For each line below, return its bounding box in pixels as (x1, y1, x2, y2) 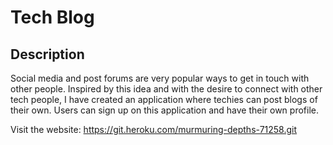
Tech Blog (10, 6, 95, 29)
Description (10, 46, 85, 63)
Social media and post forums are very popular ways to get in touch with (10, 72, 310, 84)
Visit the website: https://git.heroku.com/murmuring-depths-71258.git (10, 124, 298, 135)
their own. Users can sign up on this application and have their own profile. (10, 104, 319, 116)
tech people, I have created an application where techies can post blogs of (10, 94, 318, 105)
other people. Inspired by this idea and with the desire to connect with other (10, 83, 323, 95)
